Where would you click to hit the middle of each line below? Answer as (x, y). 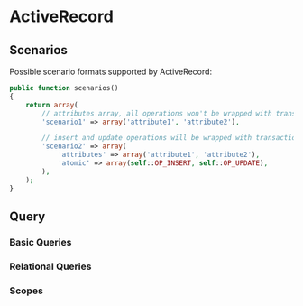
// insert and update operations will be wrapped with (147, 138)
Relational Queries (50, 266)
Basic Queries (41, 242)
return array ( (52, 105)
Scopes (26, 291)
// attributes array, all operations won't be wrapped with (157, 113)
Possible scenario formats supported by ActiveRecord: (111, 71)
